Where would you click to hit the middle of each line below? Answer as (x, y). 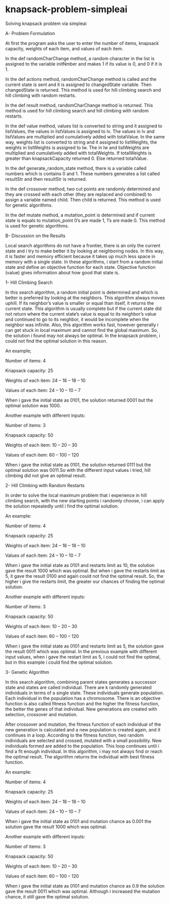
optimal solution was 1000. (33, 405)
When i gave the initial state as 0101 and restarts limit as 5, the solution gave (84, 646)
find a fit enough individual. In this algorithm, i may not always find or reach (84, 751)
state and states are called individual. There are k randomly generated (78, 687)
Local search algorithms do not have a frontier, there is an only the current (83, 245)
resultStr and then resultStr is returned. (46, 179)
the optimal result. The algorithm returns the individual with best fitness (80, 756)
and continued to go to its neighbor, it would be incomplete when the (77, 319)
